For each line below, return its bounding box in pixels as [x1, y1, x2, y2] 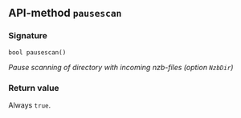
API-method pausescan [8, 6, 122, 20]
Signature [8, 30, 48, 41]
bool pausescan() [8, 48, 67, 57]
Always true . [8, 100, 51, 110]
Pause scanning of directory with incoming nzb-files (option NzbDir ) [8, 62, 234, 72]
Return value [8, 82, 59, 93]
